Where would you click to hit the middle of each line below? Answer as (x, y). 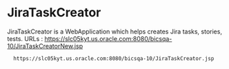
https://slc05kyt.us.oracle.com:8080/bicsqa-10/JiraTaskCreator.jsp (114, 58)
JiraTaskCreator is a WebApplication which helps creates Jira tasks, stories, (115, 31)
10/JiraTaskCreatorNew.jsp (45, 46)
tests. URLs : (25, 38)
